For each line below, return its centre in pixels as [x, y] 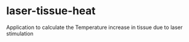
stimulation [20, 33]
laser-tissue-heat [51, 11]
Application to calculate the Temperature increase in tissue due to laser [94, 27]
